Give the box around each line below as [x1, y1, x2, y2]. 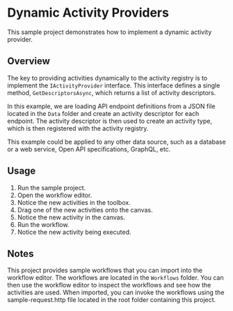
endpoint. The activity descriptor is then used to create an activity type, [7, 117, 212, 125]
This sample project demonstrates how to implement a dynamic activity [7, 28, 212, 36]
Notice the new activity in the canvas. [17, 213, 125, 221]
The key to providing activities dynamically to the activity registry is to [7, 74, 207, 82]
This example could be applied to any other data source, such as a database [7, 137, 226, 146]
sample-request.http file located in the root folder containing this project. [7, 296, 216, 304]
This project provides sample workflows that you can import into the [7, 266, 203, 275]
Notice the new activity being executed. [17, 228, 131, 236]
